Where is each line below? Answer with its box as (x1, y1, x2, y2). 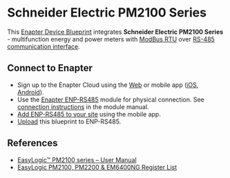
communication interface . (7, 42, 81, 50)
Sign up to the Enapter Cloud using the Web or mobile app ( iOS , (17, 81, 199, 89)
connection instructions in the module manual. (17, 102, 150, 111)
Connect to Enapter (7, 62, 93, 74)
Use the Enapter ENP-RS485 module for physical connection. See (17, 95, 205, 103)
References (7, 137, 58, 149)
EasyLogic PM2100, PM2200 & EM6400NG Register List (17, 163, 178, 171)
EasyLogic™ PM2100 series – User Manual (17, 155, 137, 164)
